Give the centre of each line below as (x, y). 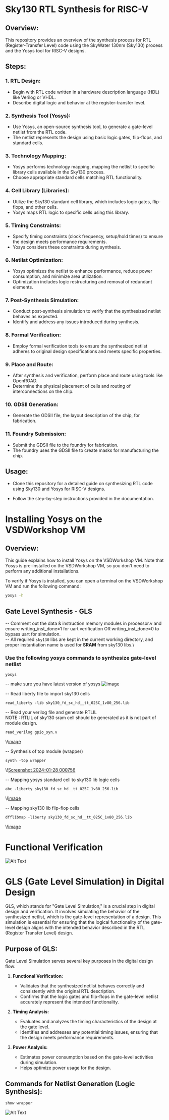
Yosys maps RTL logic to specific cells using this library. (71, 212)
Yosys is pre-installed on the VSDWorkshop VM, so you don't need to (77, 566)
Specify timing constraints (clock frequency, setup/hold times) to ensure (88, 236)
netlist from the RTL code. (40, 132)
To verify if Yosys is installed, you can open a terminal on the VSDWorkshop (84, 581)
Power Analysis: (30, 1047)
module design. (21, 723)
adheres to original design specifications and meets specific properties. (87, 351)
